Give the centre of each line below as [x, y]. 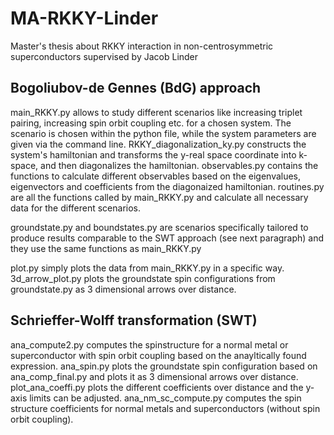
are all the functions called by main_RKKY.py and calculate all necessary [159, 197]
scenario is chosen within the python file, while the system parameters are [163, 133]
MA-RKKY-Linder [84, 18]
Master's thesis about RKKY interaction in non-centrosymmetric [142, 46]
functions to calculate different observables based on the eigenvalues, [156, 176]
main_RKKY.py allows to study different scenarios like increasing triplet [156, 112]
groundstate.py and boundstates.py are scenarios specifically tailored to [159, 227]
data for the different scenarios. [76, 208]
